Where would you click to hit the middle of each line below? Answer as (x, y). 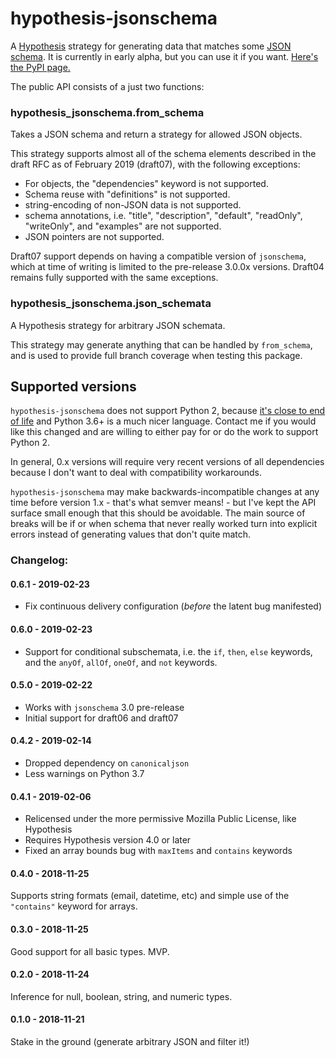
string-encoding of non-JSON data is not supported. (133, 205)
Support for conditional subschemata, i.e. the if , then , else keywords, (168, 651)
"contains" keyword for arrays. (74, 906)
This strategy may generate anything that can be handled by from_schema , (161, 344)
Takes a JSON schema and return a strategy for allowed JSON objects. (156, 134)
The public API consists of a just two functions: (107, 86)
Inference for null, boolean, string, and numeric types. (121, 996)
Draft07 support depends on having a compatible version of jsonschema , (158, 256)
